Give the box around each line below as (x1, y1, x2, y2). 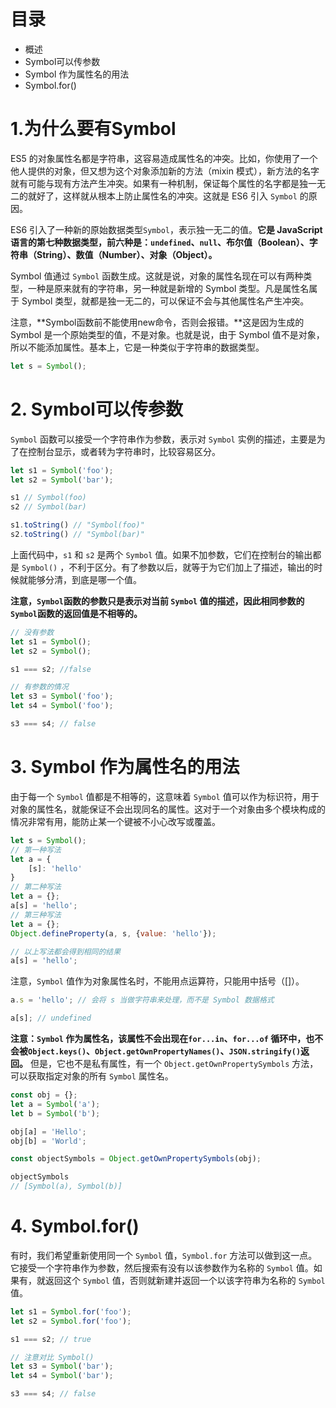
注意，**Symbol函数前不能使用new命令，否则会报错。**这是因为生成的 (10, 316, 305, 328)
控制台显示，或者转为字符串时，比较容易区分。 (27, 445, 221, 457)
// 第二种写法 (10, 882, 62, 892)
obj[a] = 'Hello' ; (10, 1126, 87, 1137)
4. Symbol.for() (10, 1215, 140, 1238)
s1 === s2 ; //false (10, 664, 92, 674)
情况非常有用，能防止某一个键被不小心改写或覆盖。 (10, 815, 221, 827)
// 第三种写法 (10, 910, 62, 920)
